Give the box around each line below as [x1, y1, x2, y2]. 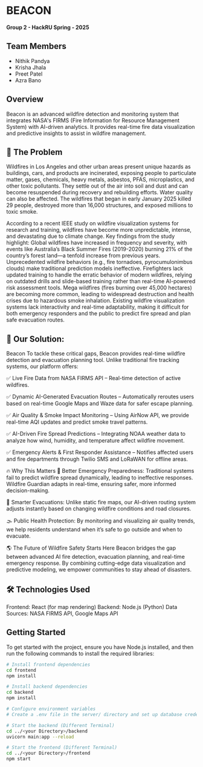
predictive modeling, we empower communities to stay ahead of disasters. [6, 566, 192, 573]
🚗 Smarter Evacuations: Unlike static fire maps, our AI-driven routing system [6, 499, 196, 506]
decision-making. [6, 487, 50, 494]
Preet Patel [14, 70, 43, 77]
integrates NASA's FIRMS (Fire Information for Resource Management [6, 116, 180, 124]
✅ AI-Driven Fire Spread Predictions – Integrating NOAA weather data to [6, 430, 186, 438]
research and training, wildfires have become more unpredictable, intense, [6, 226, 192, 234]
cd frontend [6, 667, 36, 673]
